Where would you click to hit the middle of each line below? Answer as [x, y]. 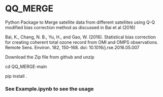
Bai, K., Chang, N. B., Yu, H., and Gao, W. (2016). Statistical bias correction [81, 37]
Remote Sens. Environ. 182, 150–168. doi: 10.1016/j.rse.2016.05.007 [72, 47]
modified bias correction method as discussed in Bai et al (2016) [70, 27]
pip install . [16, 76]
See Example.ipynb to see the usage [49, 89]
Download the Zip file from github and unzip [50, 57]
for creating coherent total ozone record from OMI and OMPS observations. [82, 42]
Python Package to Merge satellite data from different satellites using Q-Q [80, 22]
